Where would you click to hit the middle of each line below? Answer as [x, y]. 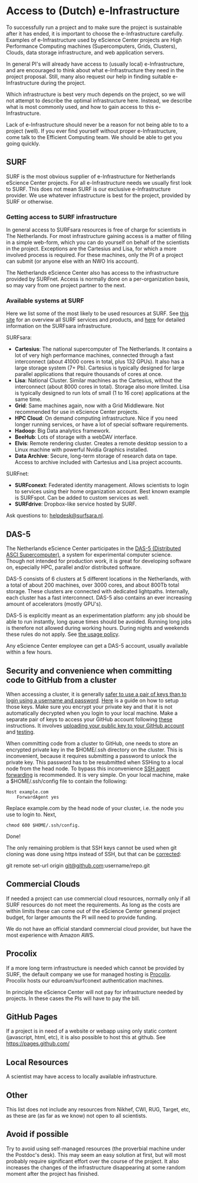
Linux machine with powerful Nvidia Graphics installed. [81, 450]
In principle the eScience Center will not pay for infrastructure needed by [95, 992]
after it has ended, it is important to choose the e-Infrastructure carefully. [95, 33]
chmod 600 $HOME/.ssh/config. [43, 825]
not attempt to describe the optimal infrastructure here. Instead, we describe [99, 100]
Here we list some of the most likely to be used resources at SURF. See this [98, 314]
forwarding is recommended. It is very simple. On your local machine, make [98, 774]
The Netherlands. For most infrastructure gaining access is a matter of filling [99, 236]
